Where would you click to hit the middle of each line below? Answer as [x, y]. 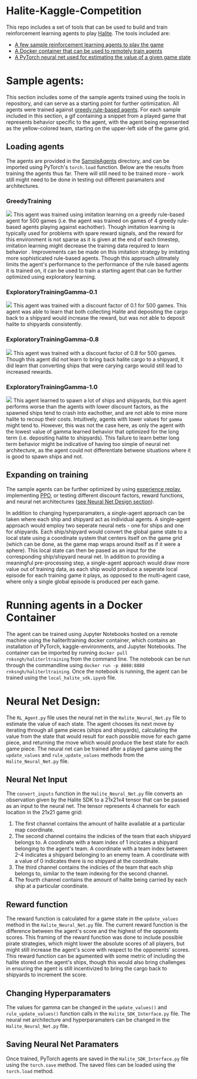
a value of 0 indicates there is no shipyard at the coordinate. [87, 861]
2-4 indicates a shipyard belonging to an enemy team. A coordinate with [102, 855]
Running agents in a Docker [74, 605]
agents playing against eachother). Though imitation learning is [99, 226]
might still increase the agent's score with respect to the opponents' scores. [98, 950]
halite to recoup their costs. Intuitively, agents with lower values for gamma [94, 419]
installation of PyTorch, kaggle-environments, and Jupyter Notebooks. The [96, 646]
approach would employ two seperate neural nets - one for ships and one [95, 525]
